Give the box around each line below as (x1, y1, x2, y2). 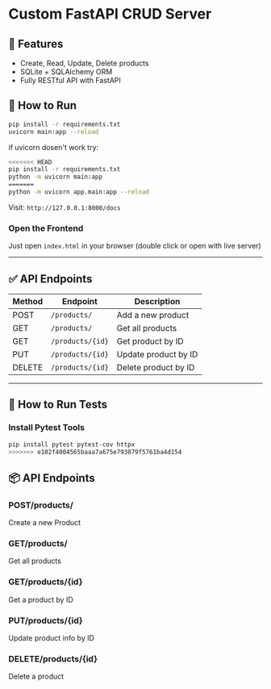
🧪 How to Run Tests (8, 398, 108, 411)
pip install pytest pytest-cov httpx (8, 441, 135, 449)
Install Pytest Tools (8, 422, 85, 433)
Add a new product (116, 310, 190, 321)
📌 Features (8, 37, 64, 51)
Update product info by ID (8, 633, 95, 643)
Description (134, 296, 181, 307)
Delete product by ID (116, 362, 195, 374)
